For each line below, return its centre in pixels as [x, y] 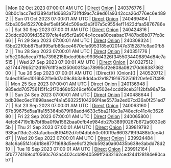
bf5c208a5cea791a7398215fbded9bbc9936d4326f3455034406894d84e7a [86, 57]
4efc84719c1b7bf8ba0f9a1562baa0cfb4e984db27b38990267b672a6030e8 [86, 122]
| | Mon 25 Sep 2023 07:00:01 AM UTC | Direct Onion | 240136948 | [77, 84]
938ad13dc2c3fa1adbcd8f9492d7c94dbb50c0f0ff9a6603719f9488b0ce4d [85, 133]
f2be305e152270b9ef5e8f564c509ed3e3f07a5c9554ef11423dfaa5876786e [85, 24]
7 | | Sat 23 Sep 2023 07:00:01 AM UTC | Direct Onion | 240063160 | [77, 105]
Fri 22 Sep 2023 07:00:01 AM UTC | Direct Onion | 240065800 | [85, 116]
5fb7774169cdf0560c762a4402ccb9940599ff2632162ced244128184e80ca [86, 154]
